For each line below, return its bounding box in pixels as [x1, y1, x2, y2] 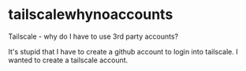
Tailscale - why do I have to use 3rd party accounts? [8, 32, 179, 41]
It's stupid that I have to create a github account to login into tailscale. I [8, 47, 238, 56]
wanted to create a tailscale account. [8, 55, 129, 65]
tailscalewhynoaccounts [8, 6, 173, 24]
